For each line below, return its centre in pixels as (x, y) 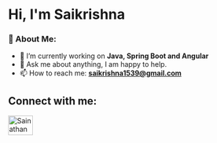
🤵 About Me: (32, 39)
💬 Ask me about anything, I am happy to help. (93, 64)
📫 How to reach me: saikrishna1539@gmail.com (101, 73)
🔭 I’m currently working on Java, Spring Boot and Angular (114, 56)
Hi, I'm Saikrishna (67, 15)
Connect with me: (53, 101)
